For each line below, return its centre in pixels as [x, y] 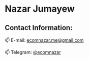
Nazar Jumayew [40, 9]
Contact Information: [39, 28]
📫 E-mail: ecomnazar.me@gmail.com [44, 40]
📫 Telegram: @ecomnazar [33, 52]
